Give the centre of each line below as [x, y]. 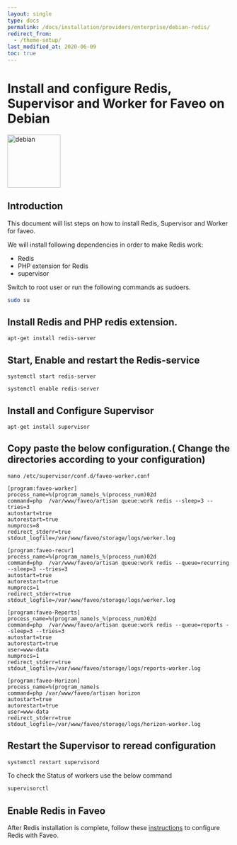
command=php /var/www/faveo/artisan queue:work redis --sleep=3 [105, 500]
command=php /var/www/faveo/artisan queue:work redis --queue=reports [115, 625]
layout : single [30, 14]
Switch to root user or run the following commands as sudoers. [99, 287]
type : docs [23, 21]
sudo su [19, 300]
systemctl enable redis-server [53, 389]
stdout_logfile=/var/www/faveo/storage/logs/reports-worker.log [104, 668]
